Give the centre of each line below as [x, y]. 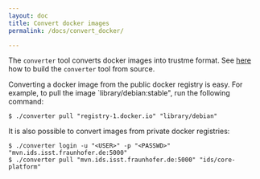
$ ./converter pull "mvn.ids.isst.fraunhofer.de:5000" [102, 160]
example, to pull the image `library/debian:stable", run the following [120, 93]
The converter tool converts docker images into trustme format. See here [130, 60]
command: [26, 102]
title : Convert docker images [59, 23]
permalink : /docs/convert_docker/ [66, 31]
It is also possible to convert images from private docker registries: [119, 131]
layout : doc [28, 16]
